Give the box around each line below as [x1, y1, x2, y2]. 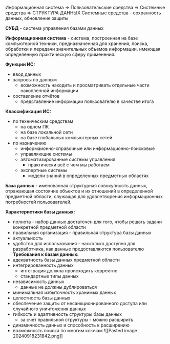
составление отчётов [12, 93, 60, 99]
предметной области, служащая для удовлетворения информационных [5, 193, 163, 199]
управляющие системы [20, 151, 72, 157]
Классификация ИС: [5, 109, 51, 114]
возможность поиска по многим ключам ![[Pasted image [12, 328, 137, 333]
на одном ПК [20, 124, 49, 130]
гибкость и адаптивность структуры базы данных [12, 311, 122, 317]
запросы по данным [12, 77, 57, 82]
